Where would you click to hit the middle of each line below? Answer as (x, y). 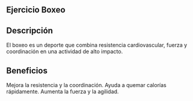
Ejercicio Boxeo (36, 10)
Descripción (30, 31)
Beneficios (27, 70)
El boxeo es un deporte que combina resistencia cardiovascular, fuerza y (97, 45)
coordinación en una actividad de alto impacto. (65, 51)
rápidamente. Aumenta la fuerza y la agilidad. (63, 92)
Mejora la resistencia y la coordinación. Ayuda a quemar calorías (87, 85)
